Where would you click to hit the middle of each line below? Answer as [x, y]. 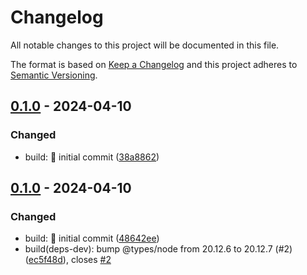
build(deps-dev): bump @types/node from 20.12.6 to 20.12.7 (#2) [158, 249]
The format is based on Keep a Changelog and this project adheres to [154, 64]
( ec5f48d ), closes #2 [68, 260]
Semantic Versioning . [54, 75]
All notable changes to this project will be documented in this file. [145, 45]
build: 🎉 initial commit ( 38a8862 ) [92, 157]
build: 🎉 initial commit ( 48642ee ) [92, 238]
